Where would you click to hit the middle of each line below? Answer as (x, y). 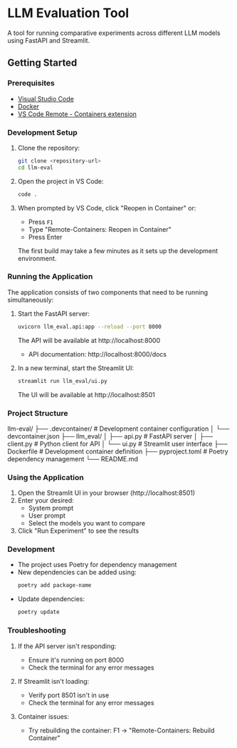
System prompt (51, 508)
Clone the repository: (49, 148)
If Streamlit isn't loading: (53, 681)
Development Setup (42, 132)
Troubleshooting (37, 630)
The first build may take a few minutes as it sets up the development (118, 250)
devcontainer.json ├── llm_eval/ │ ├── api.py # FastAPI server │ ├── (110, 436)
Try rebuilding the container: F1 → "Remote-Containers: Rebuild (121, 730)
